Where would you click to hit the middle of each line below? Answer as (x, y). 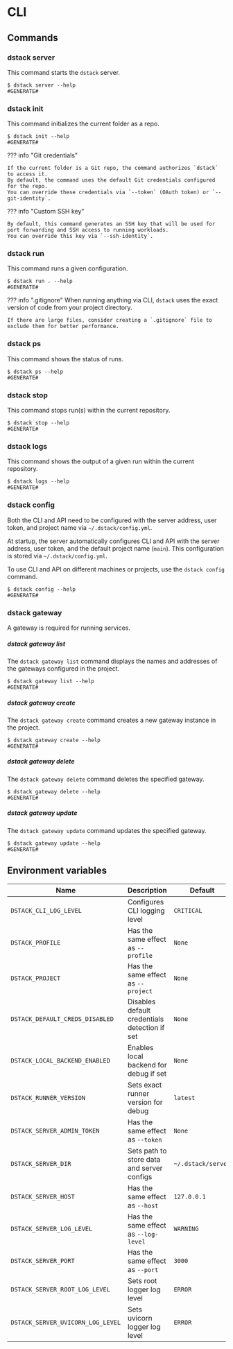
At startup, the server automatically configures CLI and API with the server (113, 541)
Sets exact (145, 1085)
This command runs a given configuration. (68, 268)
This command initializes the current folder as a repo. (83, 124)
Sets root (142, 1280)
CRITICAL (188, 910)
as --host (143, 1205)
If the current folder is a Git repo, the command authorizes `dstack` (113, 168)
